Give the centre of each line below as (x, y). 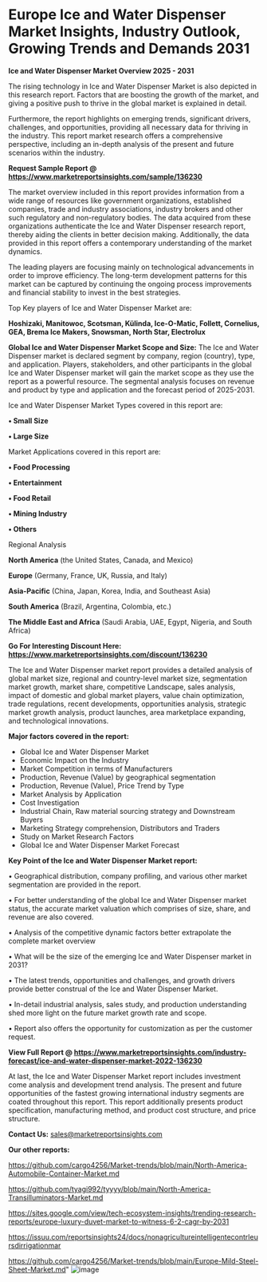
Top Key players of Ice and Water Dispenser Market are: (100, 308)
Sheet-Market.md (37, 1269)
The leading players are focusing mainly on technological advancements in (131, 267)
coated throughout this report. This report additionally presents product (126, 1101)
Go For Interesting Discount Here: (65, 645)
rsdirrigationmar (35, 1245)
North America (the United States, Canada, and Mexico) (101, 560)
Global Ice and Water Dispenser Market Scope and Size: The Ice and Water (133, 347)
